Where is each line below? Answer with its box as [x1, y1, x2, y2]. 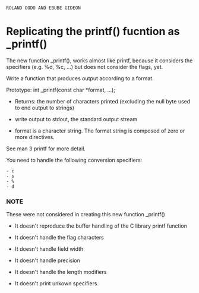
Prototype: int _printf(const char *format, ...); [6, 86, 116, 93]
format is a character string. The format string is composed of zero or [14, 127, 185, 134]
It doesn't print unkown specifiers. [14, 280, 99, 287]
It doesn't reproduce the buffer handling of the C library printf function [14, 222, 187, 229]
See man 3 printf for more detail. [6, 145, 86, 152]
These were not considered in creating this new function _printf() [6, 211, 165, 218]
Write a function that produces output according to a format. [6, 74, 154, 82]
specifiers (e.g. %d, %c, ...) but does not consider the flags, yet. [6, 63, 163, 70]
